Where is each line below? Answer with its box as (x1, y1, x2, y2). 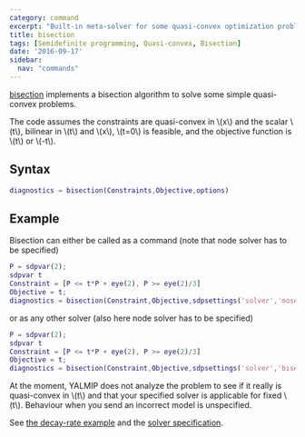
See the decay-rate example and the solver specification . (9, 417, 224, 428)
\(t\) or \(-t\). (9, 135, 56, 146)
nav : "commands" (17, 65, 79, 74)
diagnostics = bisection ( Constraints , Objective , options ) (9, 185, 230, 195)
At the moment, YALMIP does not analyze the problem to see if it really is (9, 381, 282, 392)
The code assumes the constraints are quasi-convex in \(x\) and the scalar (9, 115, 289, 127)
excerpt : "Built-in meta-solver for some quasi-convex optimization (9, 22, 274, 31)
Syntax (9, 162, 51, 177)
